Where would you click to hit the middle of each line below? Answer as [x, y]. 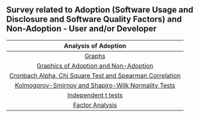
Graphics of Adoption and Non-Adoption [95, 66]
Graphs [95, 55]
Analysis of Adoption [95, 46]
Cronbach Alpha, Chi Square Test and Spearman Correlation [95, 75]
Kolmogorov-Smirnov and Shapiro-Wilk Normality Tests [95, 85]
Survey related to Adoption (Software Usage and [100, 10]
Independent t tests [95, 95]
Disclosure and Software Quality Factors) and [94, 20]
